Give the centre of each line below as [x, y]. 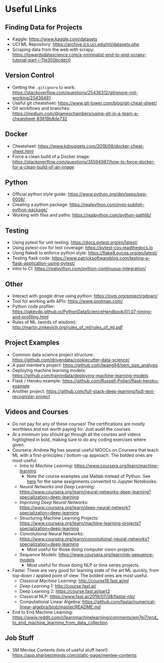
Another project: [29, 391]
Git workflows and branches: [41, 108]
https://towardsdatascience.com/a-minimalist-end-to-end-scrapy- [79, 55]
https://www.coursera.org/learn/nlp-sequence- [106, 554]
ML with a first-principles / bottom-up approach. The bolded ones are [82, 455]
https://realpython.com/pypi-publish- [107, 205]
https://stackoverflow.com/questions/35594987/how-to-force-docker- [83, 161]
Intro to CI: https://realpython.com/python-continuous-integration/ [79, 269]
